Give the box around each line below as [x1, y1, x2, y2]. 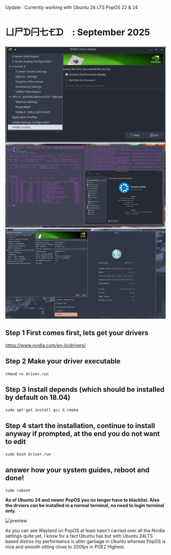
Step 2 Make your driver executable [5, 357, 121, 366]
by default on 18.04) [5, 393, 70, 402]
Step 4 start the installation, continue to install [5, 421, 155, 430]
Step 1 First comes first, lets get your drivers [5, 328, 149, 338]
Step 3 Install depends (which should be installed [5, 385, 165, 394]
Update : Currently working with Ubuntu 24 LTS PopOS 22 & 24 [5, 5, 138, 10]
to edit [5, 437, 26, 446]
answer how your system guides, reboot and [5, 465, 150, 474]
